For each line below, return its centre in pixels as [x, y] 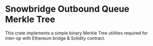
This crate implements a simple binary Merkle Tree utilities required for [76, 33]
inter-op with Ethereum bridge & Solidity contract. [55, 38]
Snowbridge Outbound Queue [67, 9]
